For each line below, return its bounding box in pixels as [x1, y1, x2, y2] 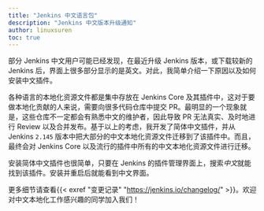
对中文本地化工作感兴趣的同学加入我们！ [8, 194, 139, 205]
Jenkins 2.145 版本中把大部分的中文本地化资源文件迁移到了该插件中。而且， [8, 131, 255, 142]
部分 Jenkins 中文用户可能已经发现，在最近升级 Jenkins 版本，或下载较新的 [8, 56, 254, 65]
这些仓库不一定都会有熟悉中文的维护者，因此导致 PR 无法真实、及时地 [21, 112, 249, 122]
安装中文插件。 [8, 76, 57, 85]
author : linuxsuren [8, 26, 73, 34]
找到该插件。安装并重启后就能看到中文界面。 [8, 168, 154, 178]
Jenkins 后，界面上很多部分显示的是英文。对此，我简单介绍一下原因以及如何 [8, 66, 257, 76]
